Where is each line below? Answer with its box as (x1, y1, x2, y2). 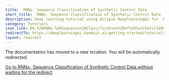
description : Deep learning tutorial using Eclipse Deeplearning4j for (5, 16, 158, 21)
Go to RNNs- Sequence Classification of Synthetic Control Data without (5, 63, 153, 70)
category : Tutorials (5, 21, 49, 26)
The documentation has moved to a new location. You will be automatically (5, 48, 160, 55)
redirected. (5, 54, 28, 60)
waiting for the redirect (5, 69, 53, 75)
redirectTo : (5, 30, 30, 35)
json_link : (5, 26, 28, 31)
